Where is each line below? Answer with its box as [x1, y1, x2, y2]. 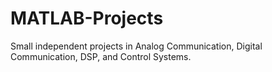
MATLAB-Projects [10, 7, 164, 30]
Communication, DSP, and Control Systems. [10, 50, 192, 62]
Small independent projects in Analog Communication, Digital [10, 40, 263, 52]
